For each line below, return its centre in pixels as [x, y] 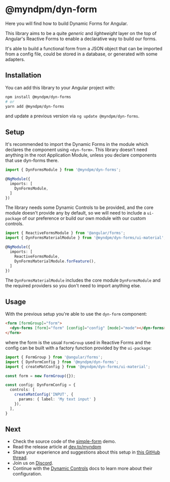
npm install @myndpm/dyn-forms [38, 97]
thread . [20, 458]
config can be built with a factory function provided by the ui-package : [78, 348]
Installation [23, 76]
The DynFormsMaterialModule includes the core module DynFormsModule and [83, 280]
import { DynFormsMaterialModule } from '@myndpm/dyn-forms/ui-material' [85, 238]
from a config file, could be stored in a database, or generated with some [81, 54]
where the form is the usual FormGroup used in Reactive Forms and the [78, 342]
